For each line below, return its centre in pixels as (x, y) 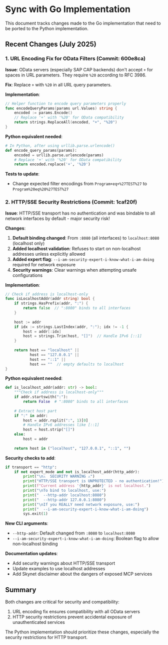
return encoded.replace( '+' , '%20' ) (52, 164)
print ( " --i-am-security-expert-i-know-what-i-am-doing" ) (86, 509)
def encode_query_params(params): (41, 150)
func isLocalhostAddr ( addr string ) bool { (50, 299)
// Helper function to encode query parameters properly (66, 103)
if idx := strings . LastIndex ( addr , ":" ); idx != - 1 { (71, 327)
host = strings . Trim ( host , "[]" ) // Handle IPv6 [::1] (82, 336)
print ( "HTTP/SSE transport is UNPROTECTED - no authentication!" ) (94, 481)
